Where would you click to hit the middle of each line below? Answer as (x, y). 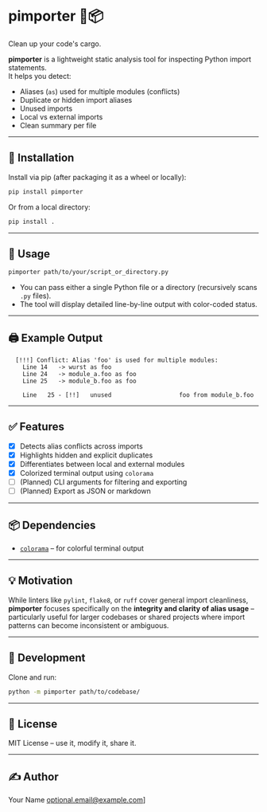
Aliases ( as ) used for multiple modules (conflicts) (100, 91)
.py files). (35, 296)
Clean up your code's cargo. (55, 43)
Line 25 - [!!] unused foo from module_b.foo (138, 395)
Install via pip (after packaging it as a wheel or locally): (97, 177)
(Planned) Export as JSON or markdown (85, 491)
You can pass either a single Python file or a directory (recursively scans (138, 288)
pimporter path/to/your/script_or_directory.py (89, 273)
